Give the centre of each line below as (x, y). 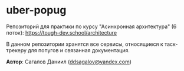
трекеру (17, 50)
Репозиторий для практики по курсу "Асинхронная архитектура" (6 (91, 26)
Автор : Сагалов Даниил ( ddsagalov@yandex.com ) (69, 62)
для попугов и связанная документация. (79, 50)
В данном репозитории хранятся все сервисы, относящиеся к (85, 44)
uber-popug (36, 10)
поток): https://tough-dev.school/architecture (61, 32)
